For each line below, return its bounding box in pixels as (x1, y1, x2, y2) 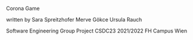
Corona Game (6, 5, 40, 12)
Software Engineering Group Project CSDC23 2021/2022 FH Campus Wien (6, 27, 187, 34)
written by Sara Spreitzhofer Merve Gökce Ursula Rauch (6, 16, 142, 23)
